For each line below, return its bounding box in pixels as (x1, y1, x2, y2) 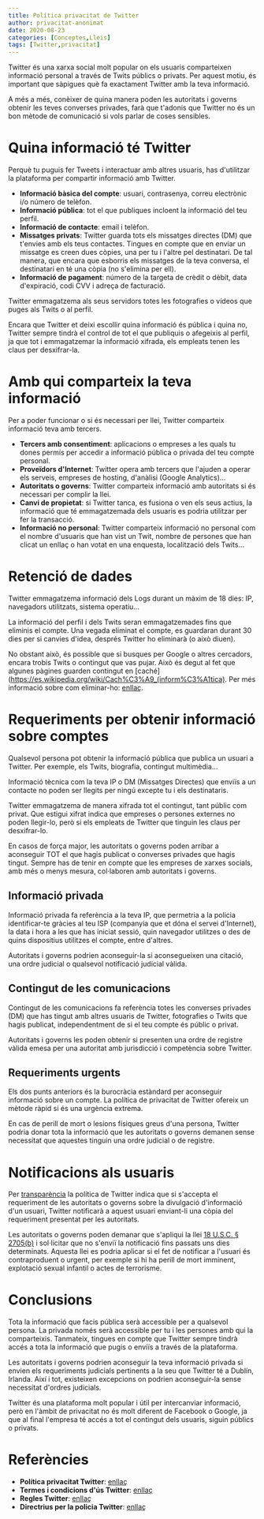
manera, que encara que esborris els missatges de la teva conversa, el (19, 256, 250, 265)
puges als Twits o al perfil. (8, 305, 94, 314)
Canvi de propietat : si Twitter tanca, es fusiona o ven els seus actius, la (19, 498, 253, 507)
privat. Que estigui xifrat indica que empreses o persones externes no (8, 809, 235, 818)
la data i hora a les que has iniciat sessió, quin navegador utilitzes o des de (8, 926, 251, 936)
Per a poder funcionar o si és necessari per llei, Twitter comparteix (8, 416, 225, 425)
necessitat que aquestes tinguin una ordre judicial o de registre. (8, 1136, 215, 1145)
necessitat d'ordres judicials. (8, 1382, 102, 1393)
